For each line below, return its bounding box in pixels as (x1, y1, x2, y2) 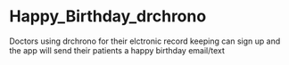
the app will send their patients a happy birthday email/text (9, 45, 226, 55)
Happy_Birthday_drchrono (9, 6, 207, 27)
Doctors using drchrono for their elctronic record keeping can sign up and (9, 36, 281, 46)
